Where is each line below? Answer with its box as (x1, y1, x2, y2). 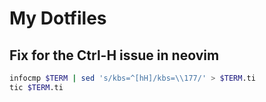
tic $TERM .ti (9, 82, 64, 92)
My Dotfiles (9, 7, 107, 30)
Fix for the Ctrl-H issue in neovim (9, 47, 220, 64)
